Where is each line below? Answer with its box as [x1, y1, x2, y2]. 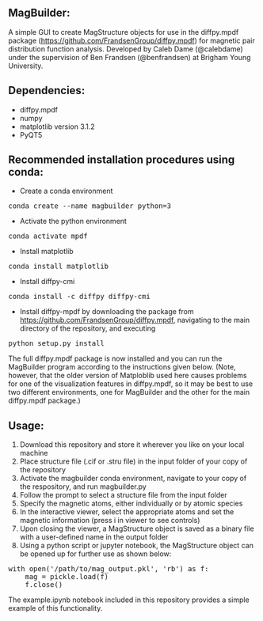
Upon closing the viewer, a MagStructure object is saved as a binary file [19, 524, 255, 533]
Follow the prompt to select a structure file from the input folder [19, 490, 227, 500]
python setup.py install [8, 339, 105, 348]
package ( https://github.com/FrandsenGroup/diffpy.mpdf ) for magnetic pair [8, 36, 255, 45]
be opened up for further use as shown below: [19, 549, 172, 559]
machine [19, 449, 49, 458]
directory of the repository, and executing [19, 324, 156, 333]
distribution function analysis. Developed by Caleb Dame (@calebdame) [8, 44, 243, 54]
